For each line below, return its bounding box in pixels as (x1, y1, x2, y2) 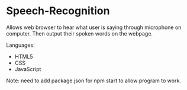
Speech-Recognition (6, 4, 110, 18)
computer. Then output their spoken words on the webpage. (6, 30, 153, 37)
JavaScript (14, 65, 41, 72)
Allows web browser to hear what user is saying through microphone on (6, 24, 182, 31)
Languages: (6, 41, 35, 49)
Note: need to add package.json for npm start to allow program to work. (6, 77, 182, 84)
